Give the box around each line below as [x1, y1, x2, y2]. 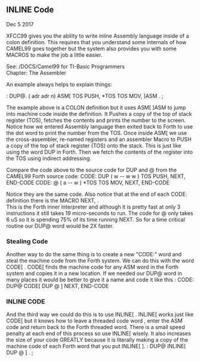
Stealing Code [6, 237, 48, 246]
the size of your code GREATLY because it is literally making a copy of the [6, 336, 188, 343]
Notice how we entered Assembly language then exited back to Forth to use [6, 122, 193, 130]
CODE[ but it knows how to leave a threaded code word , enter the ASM [6, 317, 183, 324]
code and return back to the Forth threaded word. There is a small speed [6, 324, 185, 331]
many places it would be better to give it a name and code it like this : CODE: [6, 276, 194, 283]
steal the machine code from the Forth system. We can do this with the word [6, 257, 194, 265]
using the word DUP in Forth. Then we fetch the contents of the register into [6, 148, 193, 155]
